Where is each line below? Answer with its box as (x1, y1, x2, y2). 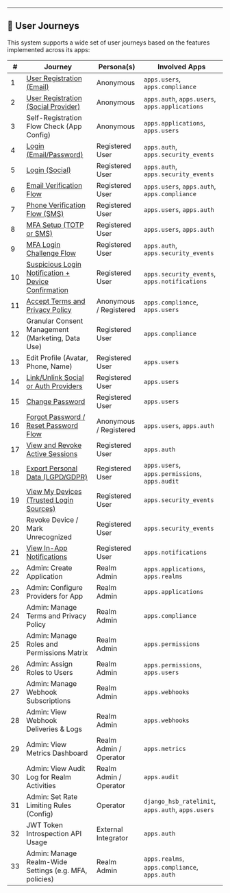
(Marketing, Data (26, 333, 81, 343)
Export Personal (26, 464, 78, 473)
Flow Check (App (26, 121, 82, 131)
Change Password (26, 396, 86, 406)
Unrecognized (26, 532, 72, 542)
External (96, 824, 123, 834)
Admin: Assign (26, 659, 73, 669)
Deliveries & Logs (26, 724, 83, 734)
